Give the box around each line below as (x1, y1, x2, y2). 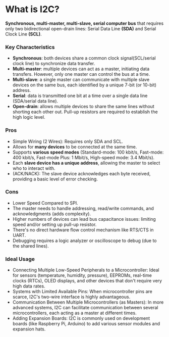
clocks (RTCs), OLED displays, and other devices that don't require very (12, 278, 162, 284)
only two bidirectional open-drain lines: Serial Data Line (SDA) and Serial (5, 25, 156, 31)
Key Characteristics (5, 43, 55, 51)
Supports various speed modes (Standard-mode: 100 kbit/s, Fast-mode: (12, 149, 164, 155)
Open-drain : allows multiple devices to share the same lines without (12, 104, 155, 110)
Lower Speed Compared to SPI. (12, 200, 78, 206)
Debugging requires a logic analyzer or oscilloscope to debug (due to (12, 237, 157, 244)
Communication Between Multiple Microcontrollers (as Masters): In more (12, 299, 164, 305)
